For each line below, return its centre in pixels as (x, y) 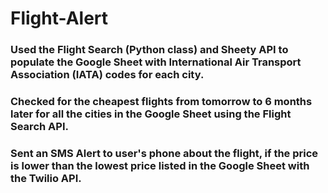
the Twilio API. (46, 178)
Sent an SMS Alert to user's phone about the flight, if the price (164, 153)
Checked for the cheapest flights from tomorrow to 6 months (161, 102)
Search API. (39, 127)
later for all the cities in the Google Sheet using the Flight (151, 114)
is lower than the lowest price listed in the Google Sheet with (160, 165)
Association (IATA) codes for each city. (107, 75)
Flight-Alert (59, 18)
